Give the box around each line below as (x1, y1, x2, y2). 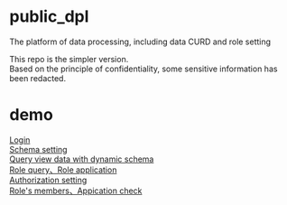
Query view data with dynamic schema (9, 154, 154, 164)
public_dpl (9, 6, 89, 27)
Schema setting (9, 144, 68, 154)
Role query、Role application (9, 164, 117, 175)
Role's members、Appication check (9, 185, 143, 196)
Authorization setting (9, 174, 88, 185)
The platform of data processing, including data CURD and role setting (9, 36, 272, 47)
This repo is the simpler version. (9, 53, 129, 64)
